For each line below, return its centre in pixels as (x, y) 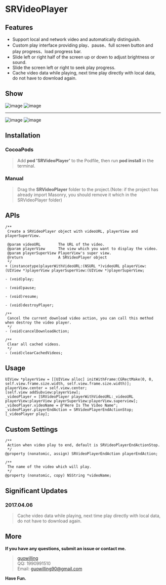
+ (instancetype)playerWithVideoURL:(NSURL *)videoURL (63, 266)
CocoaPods (19, 150)
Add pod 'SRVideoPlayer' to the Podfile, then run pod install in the (85, 160)
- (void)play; (20, 279)
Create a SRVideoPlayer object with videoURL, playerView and (73, 231)
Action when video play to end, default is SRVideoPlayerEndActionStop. (84, 445)
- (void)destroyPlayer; (30, 305)
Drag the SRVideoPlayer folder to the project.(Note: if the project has (88, 189)
